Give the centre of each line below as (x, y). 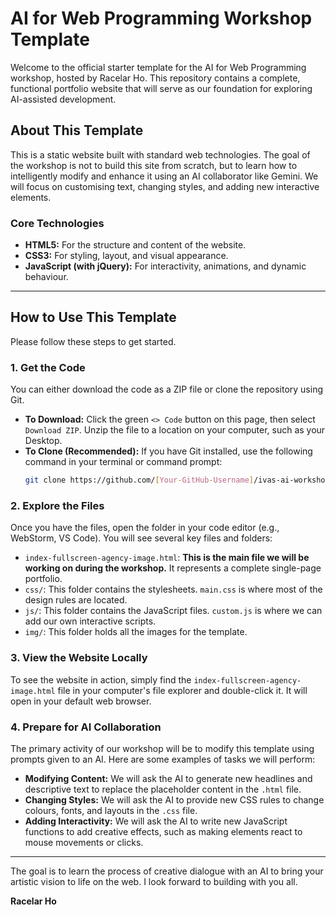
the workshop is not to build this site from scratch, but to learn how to (154, 165)
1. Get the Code (48, 367)
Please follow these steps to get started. (93, 341)
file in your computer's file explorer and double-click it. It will (182, 690)
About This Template (77, 130)
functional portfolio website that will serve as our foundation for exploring (161, 88)
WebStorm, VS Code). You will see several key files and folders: (141, 538)
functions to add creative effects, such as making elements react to (163, 831)
